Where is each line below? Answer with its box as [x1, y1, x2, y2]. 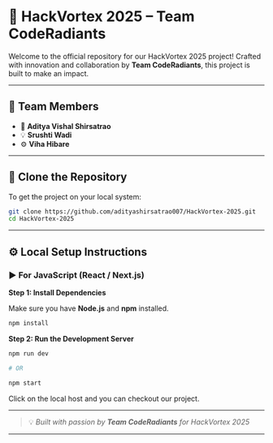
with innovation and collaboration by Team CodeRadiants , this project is [8, 60, 250, 70]
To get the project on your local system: [8, 191, 142, 201]
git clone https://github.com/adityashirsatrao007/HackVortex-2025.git [8, 207, 256, 216]
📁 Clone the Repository [8, 170, 128, 184]
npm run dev [8, 349, 49, 358]
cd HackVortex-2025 [8, 215, 75, 223]
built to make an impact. [8, 68, 89, 78]
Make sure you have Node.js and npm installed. [8, 303, 169, 313]
